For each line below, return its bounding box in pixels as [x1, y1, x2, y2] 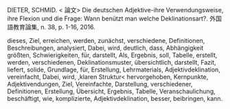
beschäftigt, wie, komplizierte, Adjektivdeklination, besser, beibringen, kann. [7, 95, 223, 102]
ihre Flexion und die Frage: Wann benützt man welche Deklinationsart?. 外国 [7, 14, 222, 22]
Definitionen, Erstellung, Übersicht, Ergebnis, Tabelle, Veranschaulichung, [7, 87, 216, 95]
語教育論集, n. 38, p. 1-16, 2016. [7, 23, 96, 31]
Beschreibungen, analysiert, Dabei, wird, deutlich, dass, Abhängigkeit [7, 44, 204, 52]
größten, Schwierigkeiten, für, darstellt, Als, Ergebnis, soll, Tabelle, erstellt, [7, 51, 218, 59]
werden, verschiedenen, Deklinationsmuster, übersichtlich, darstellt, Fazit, [7, 59, 216, 66]
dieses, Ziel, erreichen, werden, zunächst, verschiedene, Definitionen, [7, 37, 205, 44]
